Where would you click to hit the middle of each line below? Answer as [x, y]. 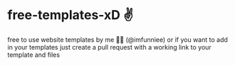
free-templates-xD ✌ [70, 15]
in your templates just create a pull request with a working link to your [109, 47]
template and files [34, 55]
